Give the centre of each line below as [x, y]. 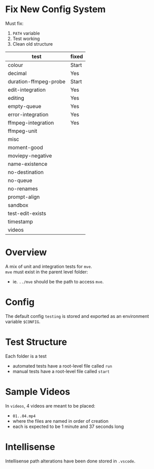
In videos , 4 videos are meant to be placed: [50, 406]
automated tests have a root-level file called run [62, 366]
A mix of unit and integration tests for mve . [49, 266]
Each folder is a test [26, 356]
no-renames [23, 189]
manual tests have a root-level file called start [61, 371]
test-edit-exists [27, 213]
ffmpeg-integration [31, 123]
